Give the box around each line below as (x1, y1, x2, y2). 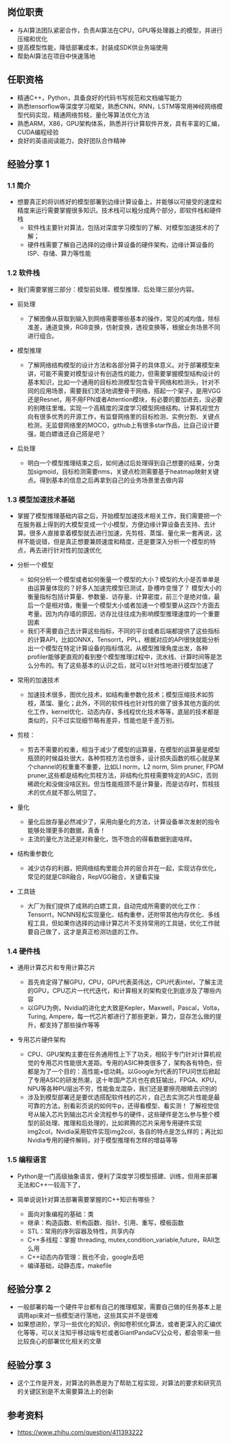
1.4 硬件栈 (7, 946, 41, 956)
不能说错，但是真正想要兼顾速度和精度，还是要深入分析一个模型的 (23, 537, 210, 545)
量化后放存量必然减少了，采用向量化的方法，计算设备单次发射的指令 (27, 817, 220, 826)
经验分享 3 (7, 1359, 51, 1371)
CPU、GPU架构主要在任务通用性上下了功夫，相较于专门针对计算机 (27, 1050, 216, 1059)
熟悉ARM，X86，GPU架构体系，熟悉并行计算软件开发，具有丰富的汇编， (16, 119, 224, 127)
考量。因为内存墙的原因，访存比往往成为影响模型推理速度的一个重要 (27, 609, 220, 617)
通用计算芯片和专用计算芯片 (16, 963, 96, 971)
